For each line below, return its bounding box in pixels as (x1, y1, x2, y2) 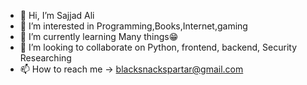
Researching (19, 52, 72, 64)
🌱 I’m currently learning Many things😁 (19, 31, 179, 42)
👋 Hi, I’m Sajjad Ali (19, 10, 95, 21)
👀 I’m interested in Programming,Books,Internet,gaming (19, 20, 248, 32)
